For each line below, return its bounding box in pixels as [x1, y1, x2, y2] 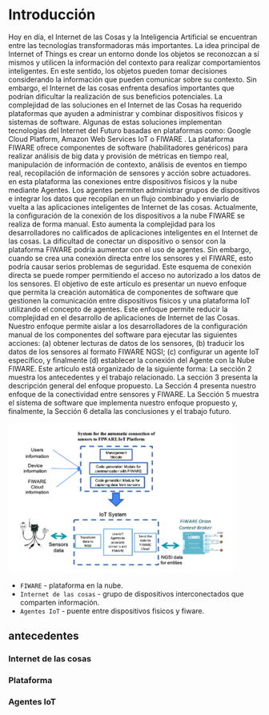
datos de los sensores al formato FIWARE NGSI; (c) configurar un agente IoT [8, 347, 260, 356]
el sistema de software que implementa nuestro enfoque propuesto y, [8, 398, 238, 408]
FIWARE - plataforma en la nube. [19, 580, 123, 590]
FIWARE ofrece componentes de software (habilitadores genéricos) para [8, 143, 248, 152]
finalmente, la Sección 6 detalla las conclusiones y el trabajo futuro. [8, 406, 232, 416]
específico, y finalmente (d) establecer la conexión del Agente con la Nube [8, 355, 255, 365]
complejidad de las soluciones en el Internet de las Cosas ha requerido [8, 100, 243, 110]
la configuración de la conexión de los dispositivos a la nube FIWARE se [8, 211, 246, 220]
